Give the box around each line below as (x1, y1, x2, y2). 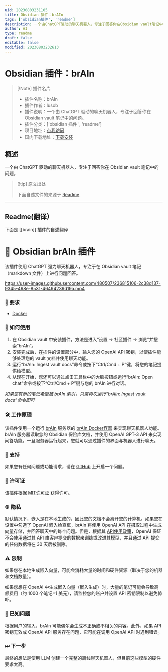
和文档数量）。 (5, 573, 34, 580)
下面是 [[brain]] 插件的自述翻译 (5, 227, 68, 233)
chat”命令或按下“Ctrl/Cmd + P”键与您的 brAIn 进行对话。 (12, 380, 129, 386)
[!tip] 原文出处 (17, 181, 46, 187)
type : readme (5, 31, 32, 36)
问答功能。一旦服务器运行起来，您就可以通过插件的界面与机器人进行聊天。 (5, 438, 158, 444)
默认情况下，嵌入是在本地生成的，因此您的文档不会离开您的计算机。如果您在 (5, 515, 163, 522)
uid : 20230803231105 (5, 7, 48, 13)
